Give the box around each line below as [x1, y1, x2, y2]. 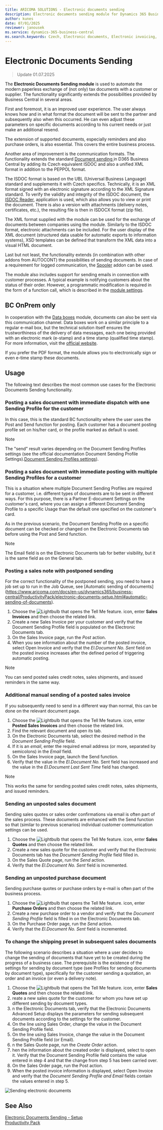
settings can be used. [5, 827, 49, 832]
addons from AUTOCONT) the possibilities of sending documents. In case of [5, 257, 158, 262]
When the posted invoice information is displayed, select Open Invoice [12, 1068, 153, 1073]
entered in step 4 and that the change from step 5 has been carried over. [12, 1057, 158, 1063]
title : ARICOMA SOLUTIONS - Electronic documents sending [5, 7, 125, 12]
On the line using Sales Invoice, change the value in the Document [12, 1031, 145, 1037]
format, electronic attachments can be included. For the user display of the [5, 226, 155, 232]
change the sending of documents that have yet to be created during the [5, 954, 150, 960]
